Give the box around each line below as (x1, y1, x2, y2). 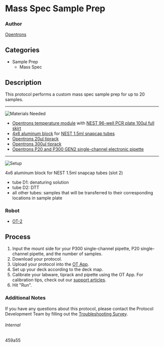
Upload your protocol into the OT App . (12, 261, 89, 267)
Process (5, 233, 31, 241)
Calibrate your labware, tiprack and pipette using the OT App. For (12, 272, 143, 278)
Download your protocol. (12, 256, 62, 262)
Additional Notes (5, 294, 46, 301)
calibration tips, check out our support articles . (12, 277, 106, 283)
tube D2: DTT (12, 185, 40, 190)
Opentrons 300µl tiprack (12, 141, 62, 147)
